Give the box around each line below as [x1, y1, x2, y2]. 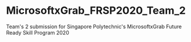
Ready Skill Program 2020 [6, 29, 69, 36]
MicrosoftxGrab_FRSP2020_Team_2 [6, 4, 186, 17]
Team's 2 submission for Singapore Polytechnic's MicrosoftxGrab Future [6, 23, 182, 30]
